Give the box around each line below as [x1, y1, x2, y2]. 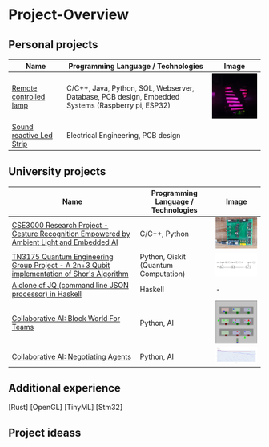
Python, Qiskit [139, 252, 187, 262]
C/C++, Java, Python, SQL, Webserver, [66, 83, 195, 93]
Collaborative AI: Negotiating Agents [11, 352, 132, 361]
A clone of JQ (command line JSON [11, 280, 130, 290]
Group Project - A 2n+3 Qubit [11, 261, 110, 270]
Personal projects [8, 38, 98, 51]
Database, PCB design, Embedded [66, 91, 180, 101]
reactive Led [11, 131, 54, 140]
